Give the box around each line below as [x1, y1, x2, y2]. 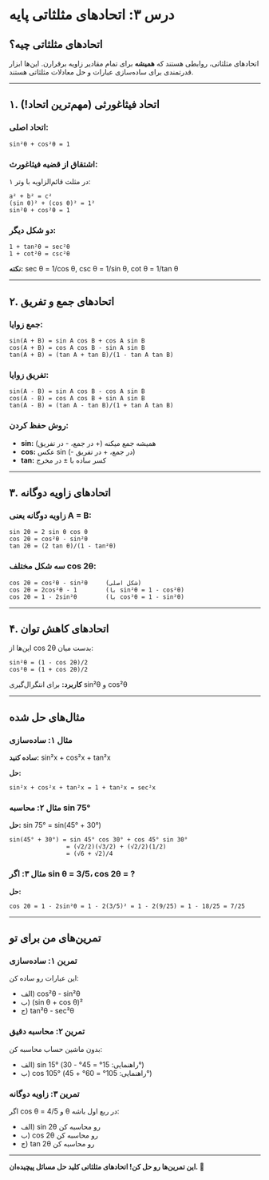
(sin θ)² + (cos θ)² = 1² [9, 199, 95, 207]
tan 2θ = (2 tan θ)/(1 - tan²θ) [9, 542, 117, 550]
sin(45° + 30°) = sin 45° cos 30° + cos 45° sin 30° [9, 836, 188, 844]
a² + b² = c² [9, 192, 53, 200]
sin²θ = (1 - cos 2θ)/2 [9, 659, 89, 667]
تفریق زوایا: [9, 369, 49, 380]
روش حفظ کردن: [9, 420, 69, 431]
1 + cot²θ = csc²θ [9, 250, 70, 258]
